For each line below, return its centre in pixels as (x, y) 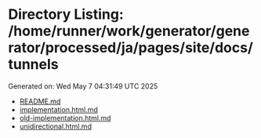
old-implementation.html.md (65, 118)
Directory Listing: (66, 15)
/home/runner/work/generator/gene (129, 31)
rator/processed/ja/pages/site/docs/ (130, 48)
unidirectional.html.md (56, 126)
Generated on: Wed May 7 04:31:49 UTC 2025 (83, 86)
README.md (40, 101)
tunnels (33, 65)
